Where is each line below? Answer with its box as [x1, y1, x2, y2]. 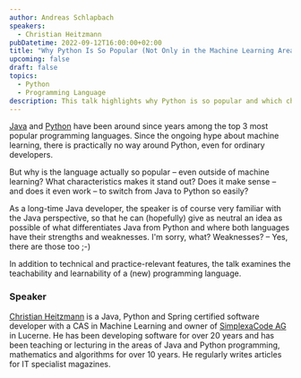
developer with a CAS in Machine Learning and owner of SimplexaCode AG [9, 320, 287, 331]
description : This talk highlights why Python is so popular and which [9, 96, 282, 106]
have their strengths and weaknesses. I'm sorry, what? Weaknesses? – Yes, [9, 232, 288, 243]
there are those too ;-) [9, 241, 91, 252]
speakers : [9, 21, 47, 30]
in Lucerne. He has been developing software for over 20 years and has [9, 330, 275, 340]
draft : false [9, 64, 58, 73]
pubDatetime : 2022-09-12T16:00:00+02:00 [9, 38, 163, 47]
